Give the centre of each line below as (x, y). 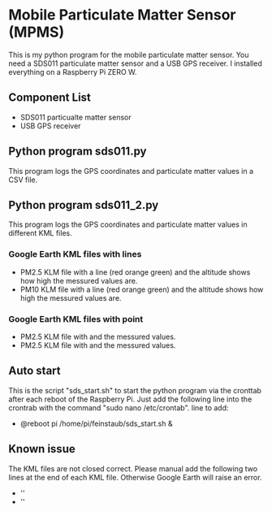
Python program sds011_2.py (84, 205)
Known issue (42, 449)
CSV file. (23, 180)
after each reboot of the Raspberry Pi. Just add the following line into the (130, 399)
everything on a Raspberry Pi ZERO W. (73, 72)
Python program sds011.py (78, 152)
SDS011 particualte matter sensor (76, 117)
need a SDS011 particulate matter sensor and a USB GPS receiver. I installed (135, 63)
